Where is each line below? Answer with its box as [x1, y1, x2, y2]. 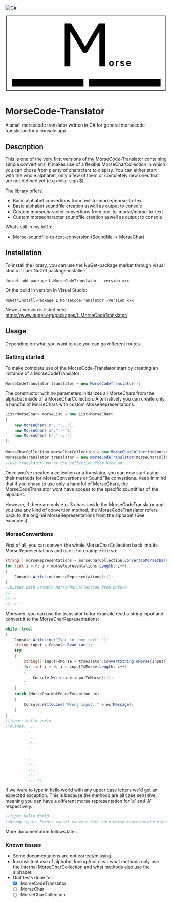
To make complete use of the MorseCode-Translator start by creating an [5, 365, 158, 371]
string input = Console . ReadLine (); [14, 643, 93, 648]
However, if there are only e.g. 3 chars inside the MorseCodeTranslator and [5, 501, 164, 507]
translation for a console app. [5, 128, 68, 134]
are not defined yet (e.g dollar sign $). [5, 178, 85, 184]
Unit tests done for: [12, 875, 54, 881]
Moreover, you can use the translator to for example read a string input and [5, 610, 164, 617]
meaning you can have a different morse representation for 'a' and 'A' [5, 798, 152, 804]
